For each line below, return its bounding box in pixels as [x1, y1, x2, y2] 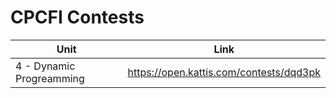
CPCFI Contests [10, 6, 145, 29]
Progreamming [15, 71, 85, 85]
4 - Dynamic [15, 59, 76, 73]
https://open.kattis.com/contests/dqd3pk [127, 65, 321, 79]
